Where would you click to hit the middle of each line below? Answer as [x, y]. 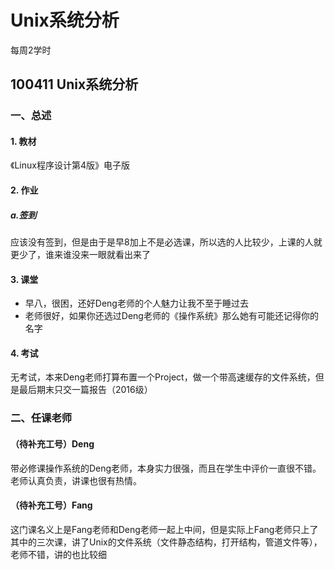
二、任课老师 [41, 418]
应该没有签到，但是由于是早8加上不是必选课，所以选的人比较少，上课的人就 [166, 242]
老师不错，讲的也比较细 [58, 554]
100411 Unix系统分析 [74, 84]
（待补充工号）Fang [51, 505]
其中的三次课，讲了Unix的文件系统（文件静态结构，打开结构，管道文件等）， [166, 542]
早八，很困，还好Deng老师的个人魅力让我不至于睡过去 [136, 303]
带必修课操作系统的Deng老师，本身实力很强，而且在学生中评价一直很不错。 [166, 468]
